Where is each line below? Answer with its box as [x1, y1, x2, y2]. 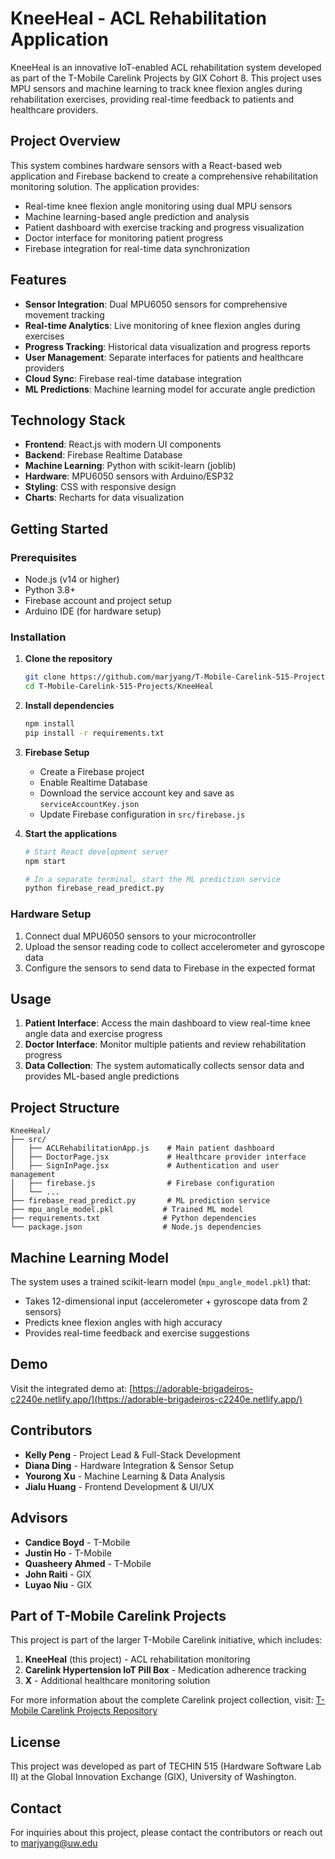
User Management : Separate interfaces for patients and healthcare [24, 351, 304, 363]
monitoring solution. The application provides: [10, 180, 200, 192]
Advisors [10, 1510, 68, 1527]
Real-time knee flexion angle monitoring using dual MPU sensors [24, 200, 293, 212]
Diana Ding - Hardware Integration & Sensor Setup [24, 1459, 234, 1471]
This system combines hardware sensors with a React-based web [10, 159, 282, 171]
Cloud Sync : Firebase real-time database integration [24, 372, 242, 384]
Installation [10, 630, 67, 644]
